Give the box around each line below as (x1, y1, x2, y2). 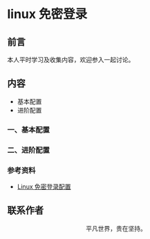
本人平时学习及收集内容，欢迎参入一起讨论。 (7, 56, 135, 64)
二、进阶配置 (7, 145, 50, 155)
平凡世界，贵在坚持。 (86, 224, 147, 232)
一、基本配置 (7, 125, 50, 135)
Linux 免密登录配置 (17, 182, 71, 191)
